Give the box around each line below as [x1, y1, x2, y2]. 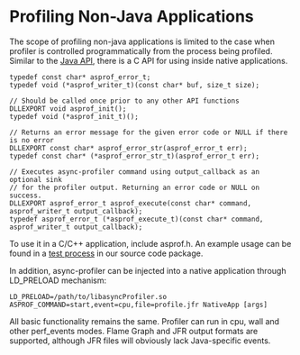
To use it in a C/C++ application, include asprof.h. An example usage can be [9, 238, 292, 249]
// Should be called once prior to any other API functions [9, 96, 241, 105]
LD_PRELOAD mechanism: [9, 275, 107, 286]
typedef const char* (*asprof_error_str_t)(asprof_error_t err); [9, 151, 259, 160]
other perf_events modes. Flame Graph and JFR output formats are [9, 325, 259, 336]
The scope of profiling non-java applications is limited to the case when [9, 36, 275, 47]
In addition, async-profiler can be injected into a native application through [9, 265, 286, 276]
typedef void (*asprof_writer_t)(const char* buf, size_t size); [9, 80, 259, 89]
